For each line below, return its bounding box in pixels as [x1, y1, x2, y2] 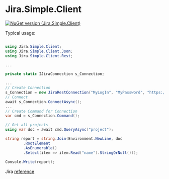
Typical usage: [5, 30, 36, 36]
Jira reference [5, 168, 35, 174]
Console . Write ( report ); [5, 159, 55, 164]
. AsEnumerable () [23, 145, 57, 150]
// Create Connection [5, 85, 51, 91]
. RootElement [23, 141, 51, 146]
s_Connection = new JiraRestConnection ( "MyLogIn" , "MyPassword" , [5, 90, 145, 95]
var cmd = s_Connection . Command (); [5, 113, 80, 119]
